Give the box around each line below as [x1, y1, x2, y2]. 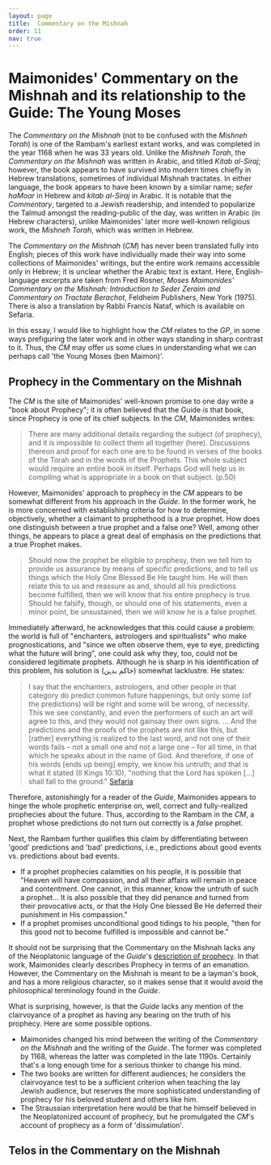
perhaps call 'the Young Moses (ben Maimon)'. [8, 352, 164, 361]
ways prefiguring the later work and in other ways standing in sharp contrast [8, 334, 264, 344]
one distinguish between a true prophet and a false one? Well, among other [8, 523, 260, 531]
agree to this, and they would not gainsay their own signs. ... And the [28, 716, 257, 726]
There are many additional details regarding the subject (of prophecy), [28, 429, 263, 438]
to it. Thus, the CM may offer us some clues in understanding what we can [8, 343, 257, 352]
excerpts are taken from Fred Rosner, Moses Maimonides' [40, 275, 235, 285]
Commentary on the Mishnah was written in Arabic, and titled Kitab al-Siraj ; [8, 156, 261, 166]
